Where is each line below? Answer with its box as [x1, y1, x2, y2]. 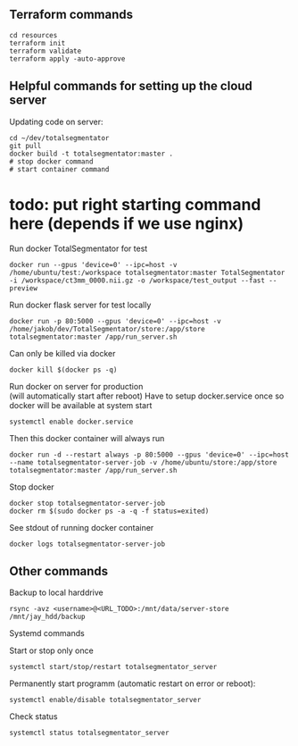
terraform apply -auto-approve [9, 54, 126, 63]
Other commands [9, 563, 109, 579]
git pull [9, 141, 42, 150]
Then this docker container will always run [9, 432, 165, 443]
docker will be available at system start [9, 399, 153, 410]
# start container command [9, 164, 110, 173]
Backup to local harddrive [9, 587, 104, 598]
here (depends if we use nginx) [9, 214, 244, 233]
